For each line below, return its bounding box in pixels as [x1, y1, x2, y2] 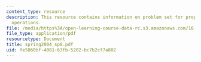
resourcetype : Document [6, 36, 66, 42]
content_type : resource [6, 8, 66, 15]
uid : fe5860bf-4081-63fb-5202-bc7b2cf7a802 [6, 47, 117, 53]
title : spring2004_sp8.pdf [6, 42, 74, 48]
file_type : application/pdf [6, 31, 77, 37]
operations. [11, 19, 42, 25]
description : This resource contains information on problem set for [6, 14, 184, 20]
